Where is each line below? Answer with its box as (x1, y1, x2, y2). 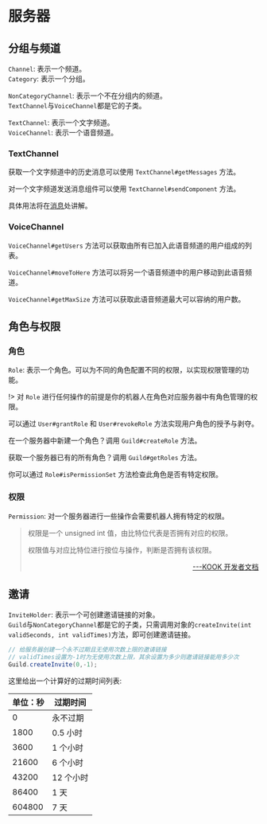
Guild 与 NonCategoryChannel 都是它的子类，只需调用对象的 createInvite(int (8, 620, 252, 630)
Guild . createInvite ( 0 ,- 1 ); (8, 661, 98, 669)
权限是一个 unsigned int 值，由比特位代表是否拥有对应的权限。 (27, 528, 233, 537)
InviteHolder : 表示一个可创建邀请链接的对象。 (8, 610, 160, 619)
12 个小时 (52, 772, 89, 783)
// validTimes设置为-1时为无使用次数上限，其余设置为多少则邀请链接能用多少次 (8, 654, 240, 662)
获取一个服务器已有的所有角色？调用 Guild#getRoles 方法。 (8, 453, 202, 463)
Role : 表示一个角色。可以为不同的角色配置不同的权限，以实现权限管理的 (8, 365, 242, 375)
